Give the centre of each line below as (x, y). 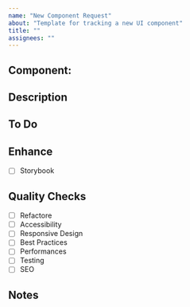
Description (38, 98)
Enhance (31, 151)
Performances (43, 251)
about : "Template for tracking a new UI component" (95, 23)
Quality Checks (47, 196)
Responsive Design (51, 234)
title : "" (25, 30)
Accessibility (41, 225)
